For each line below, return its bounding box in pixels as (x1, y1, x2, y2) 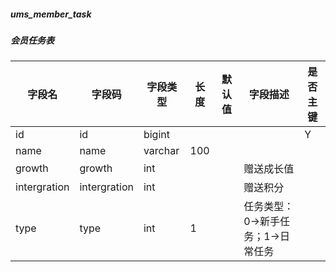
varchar (143, 144, 180, 158)
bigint (143, 128, 170, 142)
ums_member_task (10, 8, 92, 20)
